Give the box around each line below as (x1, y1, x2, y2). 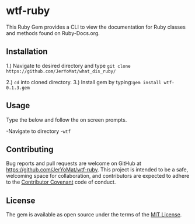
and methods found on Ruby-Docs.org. (6, 29, 100, 36)
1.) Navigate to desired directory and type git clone (6, 62, 131, 69)
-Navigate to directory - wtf (6, 127, 71, 135)
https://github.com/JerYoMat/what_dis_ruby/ (6, 68, 116, 74)
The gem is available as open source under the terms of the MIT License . (6, 211, 182, 218)
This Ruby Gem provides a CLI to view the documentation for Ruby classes (6, 23, 186, 30)
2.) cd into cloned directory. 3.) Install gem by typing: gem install (6, 78, 162, 85)
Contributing (6, 144, 54, 154)
